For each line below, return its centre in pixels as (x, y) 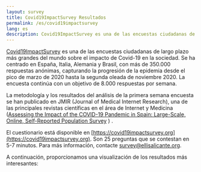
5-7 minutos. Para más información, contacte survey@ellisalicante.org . (94, 145)
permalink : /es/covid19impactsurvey (52, 23)
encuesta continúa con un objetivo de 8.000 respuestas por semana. (92, 84)
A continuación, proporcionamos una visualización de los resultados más (97, 157)
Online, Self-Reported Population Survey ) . (60, 121)
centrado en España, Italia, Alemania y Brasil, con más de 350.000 (88, 65)
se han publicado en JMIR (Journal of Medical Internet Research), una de (97, 102)
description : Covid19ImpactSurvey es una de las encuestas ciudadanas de (101, 34)
